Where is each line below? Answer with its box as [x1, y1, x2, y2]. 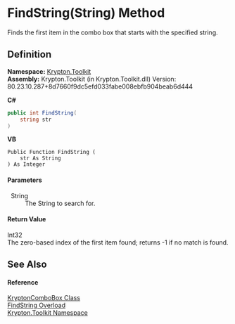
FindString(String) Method [7, 5, 165, 21]
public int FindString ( [7, 109, 77, 117]
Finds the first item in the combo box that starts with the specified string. [7, 28, 218, 37]
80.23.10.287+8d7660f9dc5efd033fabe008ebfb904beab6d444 [7, 82, 193, 91]
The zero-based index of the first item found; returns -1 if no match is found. [7, 238, 229, 247]
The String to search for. [25, 199, 96, 207]
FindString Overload [7, 301, 65, 310]
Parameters [7, 176, 42, 184]
